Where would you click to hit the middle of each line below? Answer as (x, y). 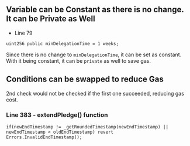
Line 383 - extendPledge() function (57, 115)
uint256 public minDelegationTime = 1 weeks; (62, 43)
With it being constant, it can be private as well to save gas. (78, 60)
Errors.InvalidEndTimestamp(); (44, 137)
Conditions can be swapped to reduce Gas (85, 79)
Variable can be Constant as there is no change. (95, 10)
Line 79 (23, 33)
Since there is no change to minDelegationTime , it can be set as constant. (94, 55)
